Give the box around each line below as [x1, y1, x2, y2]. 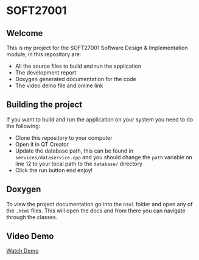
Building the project [6, 99, 83, 110]
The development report [15, 69, 77, 76]
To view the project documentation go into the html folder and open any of [6, 200, 193, 208]
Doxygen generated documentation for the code [15, 76, 137, 82]
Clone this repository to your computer [15, 134, 113, 141]
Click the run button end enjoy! [15, 166, 93, 174]
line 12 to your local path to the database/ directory [15, 160, 143, 167]
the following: [6, 122, 41, 129]
